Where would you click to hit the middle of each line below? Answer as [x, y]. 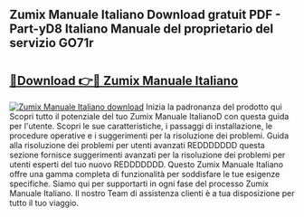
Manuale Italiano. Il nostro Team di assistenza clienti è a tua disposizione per [152, 193]
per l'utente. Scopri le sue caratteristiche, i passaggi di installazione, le [141, 126]
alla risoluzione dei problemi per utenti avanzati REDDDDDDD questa [137, 145]
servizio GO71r [52, 43]
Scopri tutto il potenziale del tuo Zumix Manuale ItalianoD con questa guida [149, 116]
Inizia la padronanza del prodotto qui [214, 107]
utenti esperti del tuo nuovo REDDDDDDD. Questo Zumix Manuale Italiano [146, 165]
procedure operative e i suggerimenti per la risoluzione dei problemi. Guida [149, 136]
